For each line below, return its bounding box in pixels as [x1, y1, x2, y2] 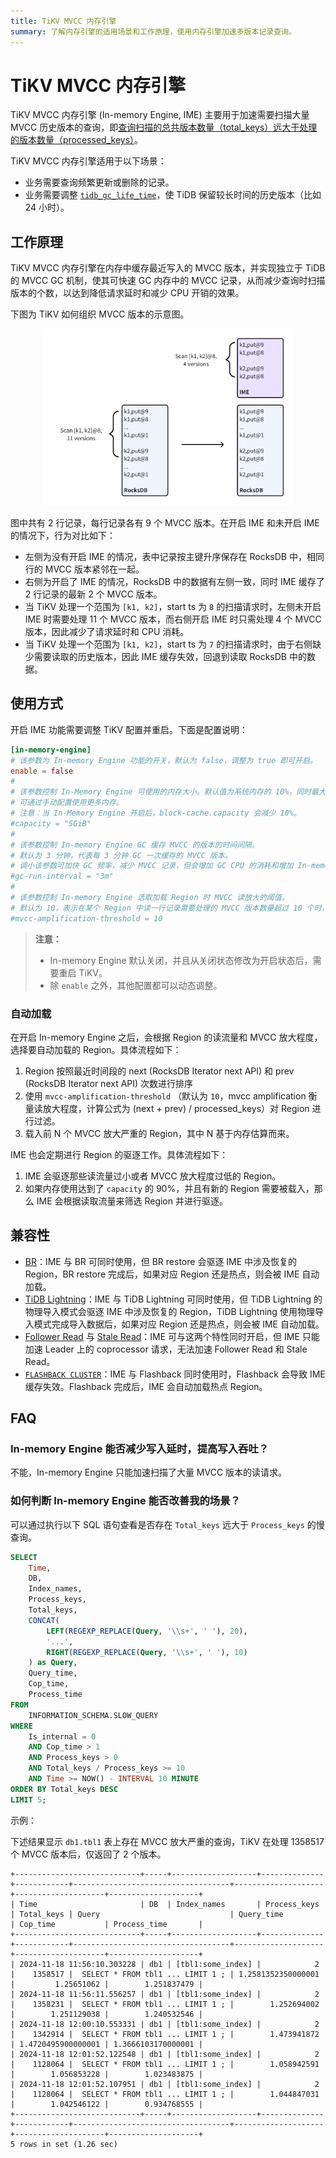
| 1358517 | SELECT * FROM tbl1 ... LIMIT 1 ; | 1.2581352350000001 [10, 1969, 320, 1979]
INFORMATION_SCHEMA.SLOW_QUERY [28, 1710, 159, 1720]
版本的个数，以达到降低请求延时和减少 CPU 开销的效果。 [10, 287, 245, 299]
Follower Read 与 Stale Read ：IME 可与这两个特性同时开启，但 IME [24, 1330, 300, 1342]
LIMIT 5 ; [10, 1795, 47, 1805]
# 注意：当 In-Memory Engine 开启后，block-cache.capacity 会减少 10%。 [10, 808, 302, 818]
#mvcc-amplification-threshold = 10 [10, 913, 163, 924]
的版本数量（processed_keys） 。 [10, 134, 144, 146]
